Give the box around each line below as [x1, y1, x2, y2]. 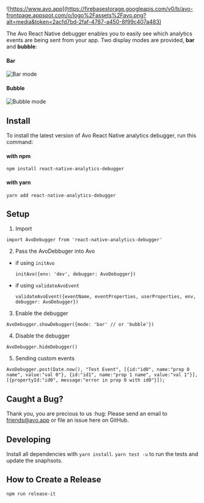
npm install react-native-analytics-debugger [6, 166, 124, 172]
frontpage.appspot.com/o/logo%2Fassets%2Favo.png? [6, 12, 147, 19]
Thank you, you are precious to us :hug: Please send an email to [6, 410, 168, 418]
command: [6, 139, 34, 146]
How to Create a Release [6, 474, 101, 485]
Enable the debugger [15, 309, 68, 317]
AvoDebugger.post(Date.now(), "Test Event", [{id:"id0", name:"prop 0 [6, 366, 190, 373]
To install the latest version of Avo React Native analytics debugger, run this [6, 132, 197, 139]
